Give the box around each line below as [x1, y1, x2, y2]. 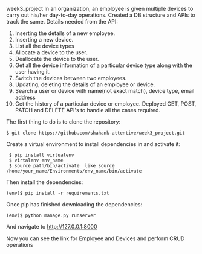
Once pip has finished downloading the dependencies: [6, 201, 143, 208]
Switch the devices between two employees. [15, 75, 127, 81]
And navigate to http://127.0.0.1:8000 [6, 223, 97, 230]
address [15, 94, 36, 101]
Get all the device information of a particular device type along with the [15, 62, 192, 69]
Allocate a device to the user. [15, 49, 88, 56]
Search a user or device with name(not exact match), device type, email [15, 87, 195, 94]
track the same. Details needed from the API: [6, 18, 118, 25]
